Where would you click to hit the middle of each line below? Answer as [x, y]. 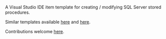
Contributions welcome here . [35, 31]
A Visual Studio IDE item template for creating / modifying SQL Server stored [83, 7]
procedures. [18, 12]
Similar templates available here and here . [48, 22]
